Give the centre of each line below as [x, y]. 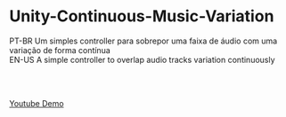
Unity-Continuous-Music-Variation [142, 16]
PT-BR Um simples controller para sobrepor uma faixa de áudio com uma [143, 41]
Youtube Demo [37, 103]
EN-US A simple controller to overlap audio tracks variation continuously [142, 59]
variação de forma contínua [60, 50]
